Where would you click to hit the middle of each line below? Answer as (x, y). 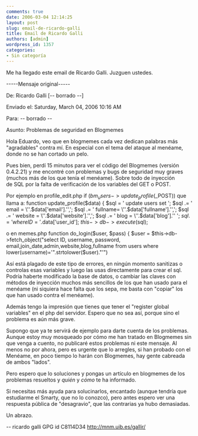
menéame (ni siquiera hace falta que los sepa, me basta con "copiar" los (95, 289)
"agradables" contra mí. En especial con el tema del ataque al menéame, (95, 147)
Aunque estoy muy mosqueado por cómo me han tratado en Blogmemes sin (99, 337)
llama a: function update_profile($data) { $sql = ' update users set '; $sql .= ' (99, 203)
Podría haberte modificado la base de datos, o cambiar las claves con (91, 276)
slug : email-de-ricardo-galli (43, 28)
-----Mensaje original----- (38, 84)
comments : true (25, 12)
